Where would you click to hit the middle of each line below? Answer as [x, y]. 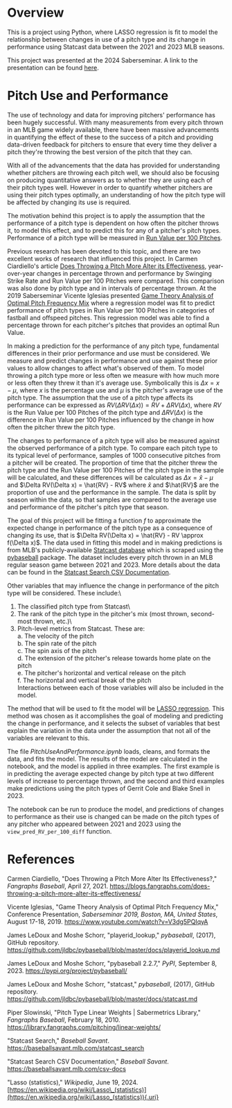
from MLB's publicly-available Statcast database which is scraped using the [115, 549]
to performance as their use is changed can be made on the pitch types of [113, 816]
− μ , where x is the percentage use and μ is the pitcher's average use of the [115, 390]
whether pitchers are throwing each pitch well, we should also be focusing [113, 172]
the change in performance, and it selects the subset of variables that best [114, 723]
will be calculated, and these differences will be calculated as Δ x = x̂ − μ [110, 477]
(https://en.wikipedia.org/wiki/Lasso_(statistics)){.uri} [83, 1097]
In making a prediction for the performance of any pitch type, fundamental [113, 346]
